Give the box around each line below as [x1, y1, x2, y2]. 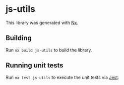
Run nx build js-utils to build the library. [5, 47, 92, 53]
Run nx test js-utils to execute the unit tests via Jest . [5, 74, 120, 80]
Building [5, 34, 32, 42]
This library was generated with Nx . [5, 20, 78, 26]
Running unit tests [5, 61, 63, 70]
